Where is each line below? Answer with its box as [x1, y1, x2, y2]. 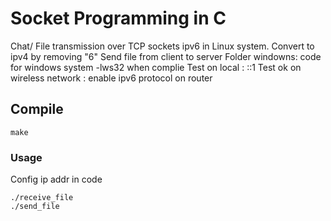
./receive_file [10, 193, 74, 203]
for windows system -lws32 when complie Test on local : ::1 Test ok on [10, 61, 302, 73]
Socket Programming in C [10, 7, 227, 30]
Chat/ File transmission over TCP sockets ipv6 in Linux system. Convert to [10, 40, 315, 52]
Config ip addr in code [10, 173, 103, 186]
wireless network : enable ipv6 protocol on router [10, 72, 213, 84]
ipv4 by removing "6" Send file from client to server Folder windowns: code [10, 50, 322, 62]
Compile [10, 101, 64, 118]
